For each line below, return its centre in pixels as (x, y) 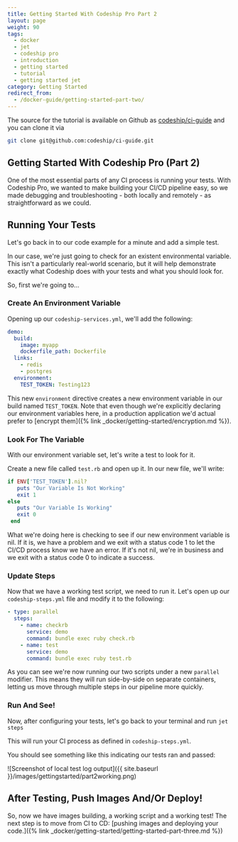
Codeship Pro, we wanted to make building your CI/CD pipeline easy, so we (118, 187)
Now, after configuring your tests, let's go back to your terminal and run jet (118, 721)
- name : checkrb (44, 625)
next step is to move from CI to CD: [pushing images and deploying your (113, 823)
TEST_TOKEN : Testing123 (55, 385)
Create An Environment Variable (64, 303)
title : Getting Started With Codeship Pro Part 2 (82, 14)
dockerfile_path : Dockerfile (63, 352)
